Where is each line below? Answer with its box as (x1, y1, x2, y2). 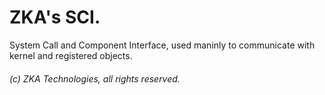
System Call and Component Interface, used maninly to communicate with (9, 39, 316, 51)
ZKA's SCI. (9, 6, 101, 29)
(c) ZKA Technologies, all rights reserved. (9, 72, 181, 85)
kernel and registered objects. (9, 49, 133, 61)
